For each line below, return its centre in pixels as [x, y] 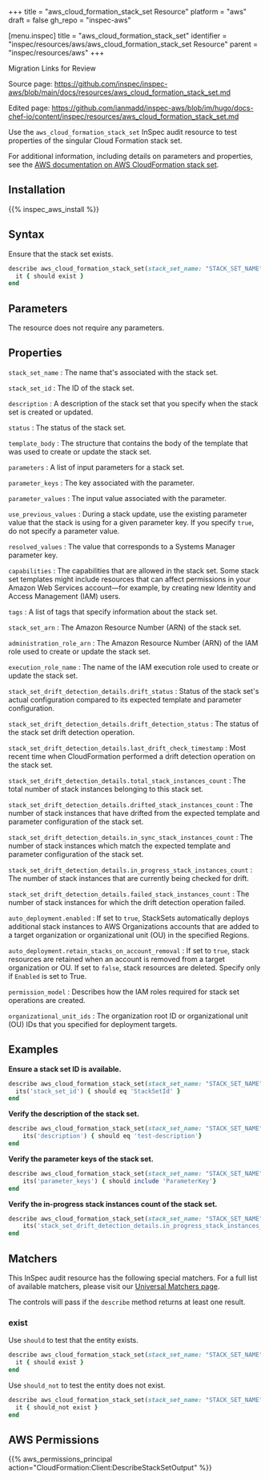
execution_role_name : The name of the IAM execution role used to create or [133, 667]
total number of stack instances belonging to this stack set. [106, 789]
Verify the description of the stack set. [74, 1114]
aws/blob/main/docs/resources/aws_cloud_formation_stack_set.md [119, 92]
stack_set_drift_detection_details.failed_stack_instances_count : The [129, 894]
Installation [37, 190]
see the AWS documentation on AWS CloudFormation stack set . [114, 165]
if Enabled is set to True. [48, 976]
